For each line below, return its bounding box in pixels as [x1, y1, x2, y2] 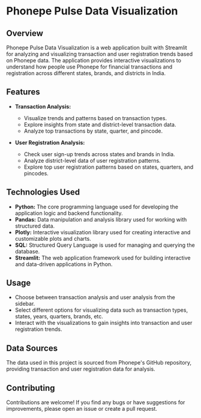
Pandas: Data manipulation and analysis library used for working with [14, 216, 187, 223]
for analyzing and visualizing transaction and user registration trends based [6, 50, 193, 58]
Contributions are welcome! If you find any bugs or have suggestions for [6, 399, 185, 406]
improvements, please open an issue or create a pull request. [6, 405, 158, 413]
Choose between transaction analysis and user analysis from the [14, 294, 176, 301]
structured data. [14, 222, 55, 229]
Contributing [6, 383, 55, 393]
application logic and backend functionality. [14, 209, 123, 217]
